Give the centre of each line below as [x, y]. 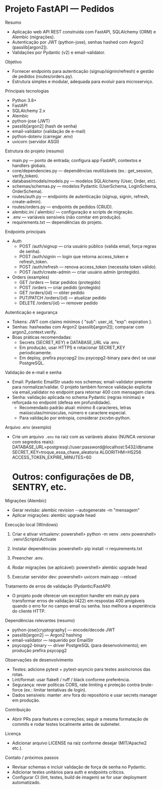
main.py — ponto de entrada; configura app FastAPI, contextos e [77, 160]
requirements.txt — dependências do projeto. [57, 222]
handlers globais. [29, 165]
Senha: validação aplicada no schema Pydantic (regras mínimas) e [78, 397]
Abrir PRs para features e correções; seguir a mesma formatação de [80, 719]
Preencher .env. [28, 558]
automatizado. [26, 782]
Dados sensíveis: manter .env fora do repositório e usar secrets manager [85, 695]
